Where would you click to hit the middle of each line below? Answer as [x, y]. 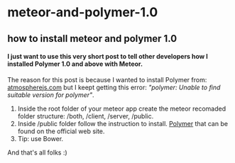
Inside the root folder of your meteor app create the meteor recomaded [122, 108]
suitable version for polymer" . [51, 95]
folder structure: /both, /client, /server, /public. [86, 116]
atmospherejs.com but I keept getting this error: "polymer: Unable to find [114, 87]
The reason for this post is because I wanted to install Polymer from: [107, 79]
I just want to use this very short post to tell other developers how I [108, 57]
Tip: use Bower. [40, 138]
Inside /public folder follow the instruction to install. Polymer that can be [123, 123]
